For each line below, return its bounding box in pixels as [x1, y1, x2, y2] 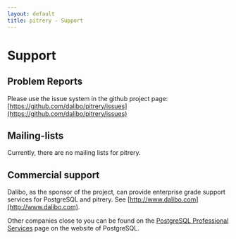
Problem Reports [7, 76, 83, 88]
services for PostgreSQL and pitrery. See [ [7, 195, 130, 204]
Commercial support [7, 169, 100, 181]
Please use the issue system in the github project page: [7, 94, 168, 103]
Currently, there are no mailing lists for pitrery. [7, 148, 141, 157]
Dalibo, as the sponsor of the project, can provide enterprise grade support [7, 188, 225, 197]
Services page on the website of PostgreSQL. [7, 224, 139, 233]
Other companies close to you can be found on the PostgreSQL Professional [7, 216, 229, 225]
